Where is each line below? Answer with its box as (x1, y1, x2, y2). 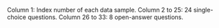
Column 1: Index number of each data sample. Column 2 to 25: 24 (7, 6, 192, 14)
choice (7, 13, 27, 21)
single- (193, 6, 214, 14)
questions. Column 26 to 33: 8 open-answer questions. (27, 13, 183, 21)
